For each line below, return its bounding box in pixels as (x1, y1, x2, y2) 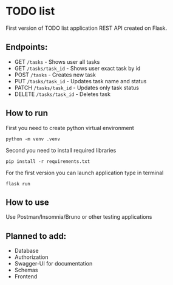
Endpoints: (5, 42, 48, 52)
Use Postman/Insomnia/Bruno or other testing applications (5, 213, 152, 221)
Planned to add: (5, 231, 67, 241)
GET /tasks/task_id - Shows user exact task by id (14, 64, 141, 72)
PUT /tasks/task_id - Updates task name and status (14, 77, 147, 84)
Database (14, 247, 39, 255)
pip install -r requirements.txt (5, 158, 90, 165)
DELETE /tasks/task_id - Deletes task (14, 90, 110, 98)
